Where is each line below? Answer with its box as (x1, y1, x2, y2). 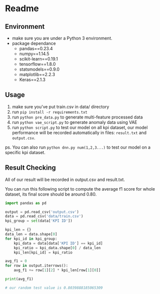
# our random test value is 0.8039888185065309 (5, 285, 103, 290)
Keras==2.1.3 (19, 77, 46, 82)
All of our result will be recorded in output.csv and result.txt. (5, 176, 125, 182)
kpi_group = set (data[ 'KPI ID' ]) (5, 218, 73, 223)
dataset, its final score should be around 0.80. (5, 191, 97, 197)
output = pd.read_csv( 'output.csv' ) (5, 209, 79, 215)
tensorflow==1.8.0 (19, 61, 56, 67)
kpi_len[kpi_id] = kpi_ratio (14, 250, 73, 255)
